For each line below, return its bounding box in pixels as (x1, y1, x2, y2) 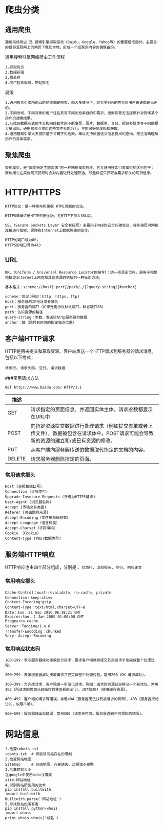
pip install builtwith (5, 787, 51, 792)
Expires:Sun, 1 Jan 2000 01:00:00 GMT (5, 614, 84, 619)
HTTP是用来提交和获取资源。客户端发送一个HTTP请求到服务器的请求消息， (5, 348, 156, 354)
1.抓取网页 (5, 65, 24, 69)
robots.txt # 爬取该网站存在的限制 (5, 752, 72, 756)
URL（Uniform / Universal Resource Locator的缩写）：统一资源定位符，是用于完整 (5, 270, 158, 275)
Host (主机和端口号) (5, 484, 42, 489)
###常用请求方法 (5, 375, 39, 381)
